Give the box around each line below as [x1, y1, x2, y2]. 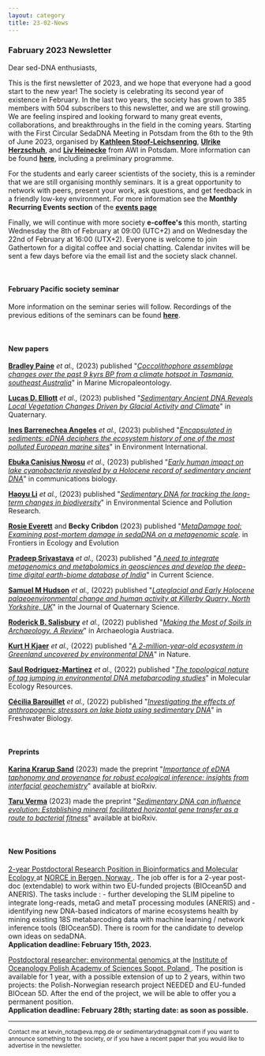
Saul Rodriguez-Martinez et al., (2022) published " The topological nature [8, 665, 250, 674]
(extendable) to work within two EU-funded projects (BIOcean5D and [22, 881, 247, 890]
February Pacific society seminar [8, 285, 120, 294]
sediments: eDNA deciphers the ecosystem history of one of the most [8, 434, 235, 443]
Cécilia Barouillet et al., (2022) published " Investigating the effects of [8, 697, 235, 707]
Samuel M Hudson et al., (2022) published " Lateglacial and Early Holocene [8, 585, 255, 595]
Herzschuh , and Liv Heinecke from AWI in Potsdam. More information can [8, 145, 251, 155]
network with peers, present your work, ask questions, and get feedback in [8, 185, 252, 195]
